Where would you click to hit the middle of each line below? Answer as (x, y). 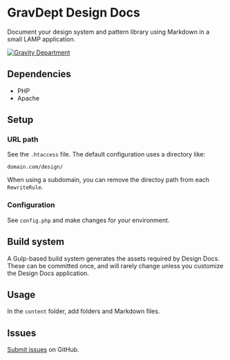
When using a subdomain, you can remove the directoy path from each (108, 180)
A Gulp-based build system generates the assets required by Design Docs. (113, 258)
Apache (28, 98)
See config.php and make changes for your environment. (88, 220)
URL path (23, 139)
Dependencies (39, 74)
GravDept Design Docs (74, 13)
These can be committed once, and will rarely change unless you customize (115, 266)
